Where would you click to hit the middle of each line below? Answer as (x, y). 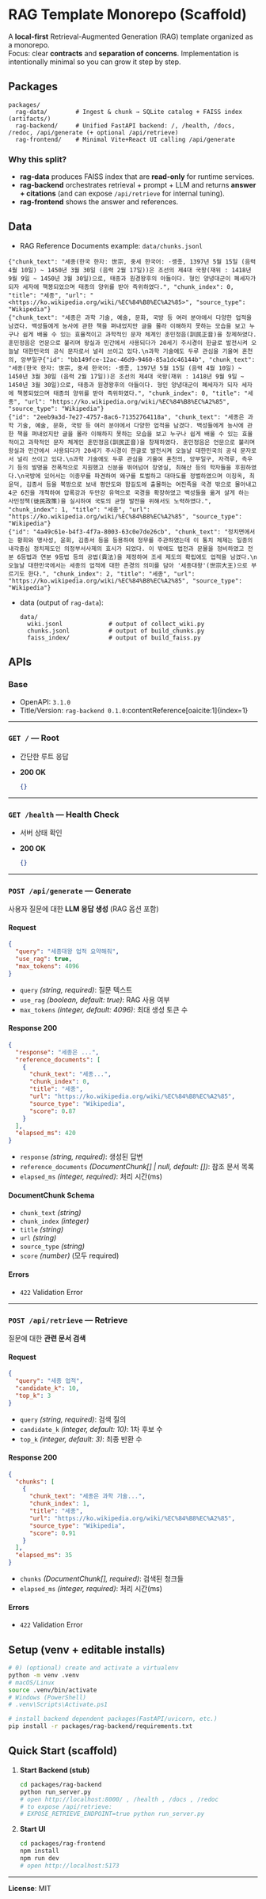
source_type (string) (52, 1246)
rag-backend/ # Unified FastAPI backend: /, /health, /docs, (125, 125)
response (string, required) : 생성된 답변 (82, 1156)
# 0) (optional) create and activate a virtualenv (93, 1668)
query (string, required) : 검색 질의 (73, 1419)
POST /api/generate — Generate (70, 891)
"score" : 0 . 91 (53, 1533)
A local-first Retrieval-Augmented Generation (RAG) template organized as (131, 36)
